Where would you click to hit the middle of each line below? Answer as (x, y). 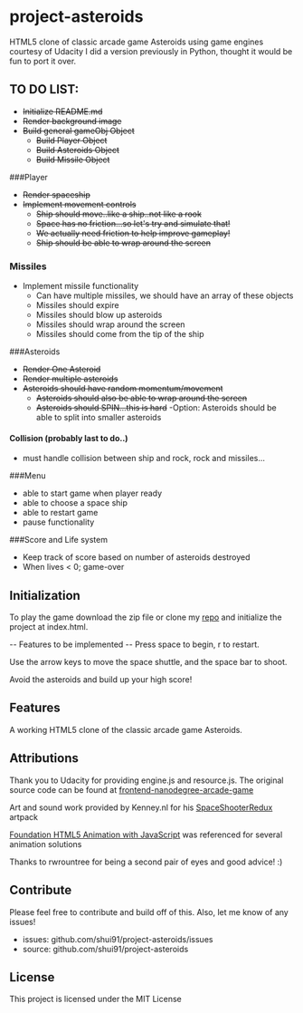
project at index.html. (49, 627)
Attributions (44, 758)
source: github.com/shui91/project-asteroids (105, 949)
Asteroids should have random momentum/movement (123, 389)
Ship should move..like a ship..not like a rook (118, 214)
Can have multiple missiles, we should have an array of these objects (165, 295)
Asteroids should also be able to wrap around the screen (141, 398)
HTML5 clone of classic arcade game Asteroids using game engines (137, 42)
